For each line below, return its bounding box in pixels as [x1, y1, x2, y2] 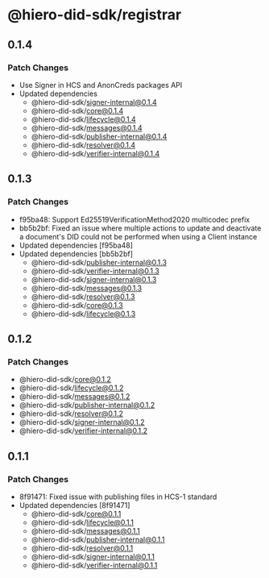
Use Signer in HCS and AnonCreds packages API [19, 80, 183, 89]
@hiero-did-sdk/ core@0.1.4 [31, 106, 124, 115]
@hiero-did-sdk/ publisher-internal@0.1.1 [31, 534, 165, 544]
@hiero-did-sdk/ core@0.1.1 [31, 509, 122, 518]
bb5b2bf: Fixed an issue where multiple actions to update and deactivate [19, 223, 262, 233]
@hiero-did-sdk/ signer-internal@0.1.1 [31, 551, 155, 561]
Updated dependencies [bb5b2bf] [19, 248, 134, 259]
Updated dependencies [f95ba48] [19, 240, 134, 250]
